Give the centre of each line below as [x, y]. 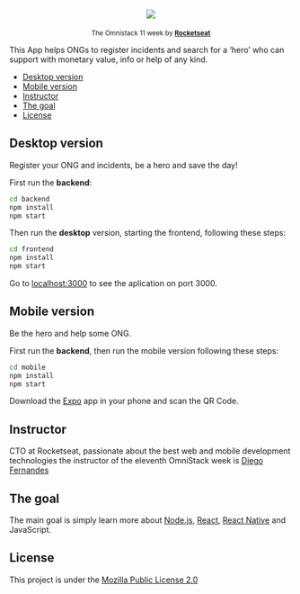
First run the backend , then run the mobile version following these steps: [144, 350]
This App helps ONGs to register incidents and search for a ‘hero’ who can [147, 49]
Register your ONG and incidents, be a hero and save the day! [124, 165]
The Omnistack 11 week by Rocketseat [151, 33]
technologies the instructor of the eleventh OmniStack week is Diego [136, 461]
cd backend [30, 199]
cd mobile [28, 367]
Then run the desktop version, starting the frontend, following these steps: [147, 233]
